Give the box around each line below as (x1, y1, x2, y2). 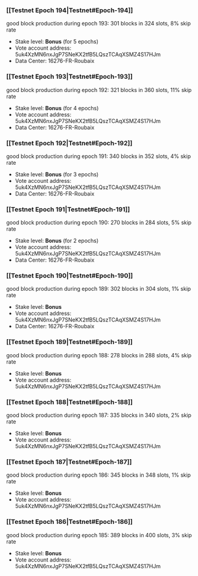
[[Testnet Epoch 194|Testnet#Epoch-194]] (6, 6, 133, 15)
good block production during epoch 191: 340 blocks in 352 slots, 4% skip (6, 152, 191, 160)
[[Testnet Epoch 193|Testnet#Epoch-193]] (6, 73, 133, 81)
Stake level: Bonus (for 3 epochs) (14, 170, 99, 178)
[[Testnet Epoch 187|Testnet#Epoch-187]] (6, 458, 132, 466)
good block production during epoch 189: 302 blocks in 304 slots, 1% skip (6, 285, 191, 293)
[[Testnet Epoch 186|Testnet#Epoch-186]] (6, 518, 133, 526)
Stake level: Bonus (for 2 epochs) (14, 237, 99, 245)
